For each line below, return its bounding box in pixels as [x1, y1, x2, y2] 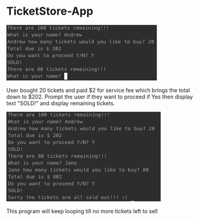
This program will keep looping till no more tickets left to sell [6, 207, 158, 215]
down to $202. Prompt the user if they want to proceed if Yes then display [6, 93, 193, 100]
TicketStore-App [6, 4, 94, 18]
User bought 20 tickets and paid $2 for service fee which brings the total [6, 86, 190, 94]
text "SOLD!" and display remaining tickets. [6, 99, 115, 107]
